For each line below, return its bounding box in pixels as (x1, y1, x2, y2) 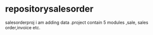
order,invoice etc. (5, 24, 41, 30)
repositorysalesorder (5, 3, 93, 15)
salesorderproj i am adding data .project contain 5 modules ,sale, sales (5, 19, 149, 25)
